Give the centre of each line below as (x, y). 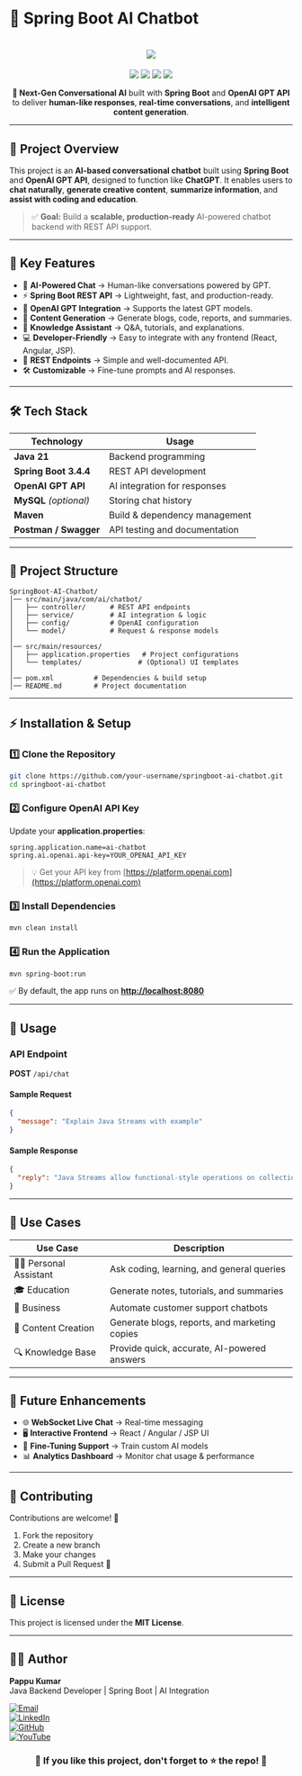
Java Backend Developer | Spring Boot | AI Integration (109, 1690)
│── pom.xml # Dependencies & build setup (108, 679)
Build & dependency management (180, 515)
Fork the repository (58, 1536)
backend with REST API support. (92, 226)
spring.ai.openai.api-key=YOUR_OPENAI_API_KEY (98, 856)
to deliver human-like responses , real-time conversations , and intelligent (151, 103)
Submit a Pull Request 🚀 (67, 1564)
